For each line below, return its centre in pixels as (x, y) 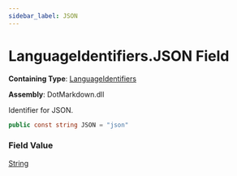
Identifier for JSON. (41, 109)
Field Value (31, 145)
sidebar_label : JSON (43, 16)
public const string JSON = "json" (69, 125)
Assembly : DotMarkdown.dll (56, 94)
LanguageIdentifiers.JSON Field (119, 56)
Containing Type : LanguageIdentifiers (72, 79)
